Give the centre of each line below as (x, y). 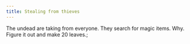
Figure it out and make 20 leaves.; (47, 34)
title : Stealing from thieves (43, 11)
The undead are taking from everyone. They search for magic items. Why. (95, 28)
